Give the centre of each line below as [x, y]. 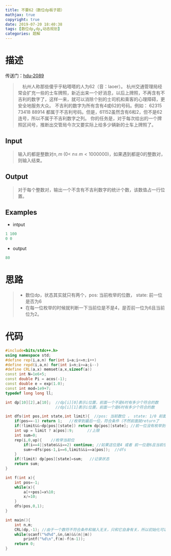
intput [19, 224]
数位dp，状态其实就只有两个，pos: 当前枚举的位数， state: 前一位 [94, 295]
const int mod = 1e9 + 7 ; [28, 388]
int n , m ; [24, 525]
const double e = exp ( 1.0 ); [35, 384]
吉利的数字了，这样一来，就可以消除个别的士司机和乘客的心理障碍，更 [91, 99]
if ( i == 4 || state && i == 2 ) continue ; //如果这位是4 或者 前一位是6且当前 [93, 445]
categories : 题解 [23, 34]
